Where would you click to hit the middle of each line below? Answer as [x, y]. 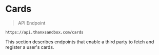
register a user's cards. [30, 47]
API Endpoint [32, 23]
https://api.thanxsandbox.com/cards [44, 32]
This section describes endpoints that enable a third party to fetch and [80, 42]
